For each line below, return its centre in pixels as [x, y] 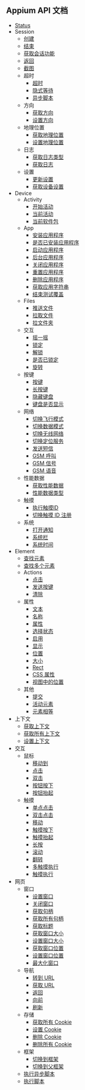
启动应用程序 [48, 250]
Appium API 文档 [37, 11]
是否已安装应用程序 [56, 242]
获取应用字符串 [50, 286]
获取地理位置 [48, 134]
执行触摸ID [45, 507]
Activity [33, 199]
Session [24, 31]
